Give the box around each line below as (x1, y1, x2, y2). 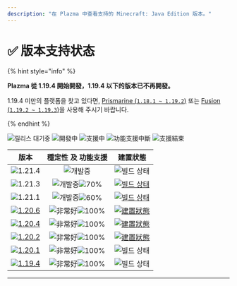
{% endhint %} (7, 119, 51, 128)
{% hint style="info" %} (7, 66, 76, 75)
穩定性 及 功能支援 (47, 153, 108, 162)
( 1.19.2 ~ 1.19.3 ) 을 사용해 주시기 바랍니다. (7, 105, 129, 114)
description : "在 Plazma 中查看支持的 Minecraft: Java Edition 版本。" (7, 10, 212, 18)
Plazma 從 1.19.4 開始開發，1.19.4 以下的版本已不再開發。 (7, 81, 174, 90)
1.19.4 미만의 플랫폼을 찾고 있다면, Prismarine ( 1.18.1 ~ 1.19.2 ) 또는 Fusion (7, 96, 221, 105)
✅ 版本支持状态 (7, 43, 95, 59)
